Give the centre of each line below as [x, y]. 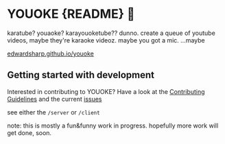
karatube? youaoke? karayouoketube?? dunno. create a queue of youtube [111, 33]
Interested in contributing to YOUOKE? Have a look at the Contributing [106, 91]
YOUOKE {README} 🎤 [71, 14]
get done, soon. [29, 132]
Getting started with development [81, 75]
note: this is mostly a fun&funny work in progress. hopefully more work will [113, 125]
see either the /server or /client [54, 112]
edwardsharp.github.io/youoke [51, 53]
